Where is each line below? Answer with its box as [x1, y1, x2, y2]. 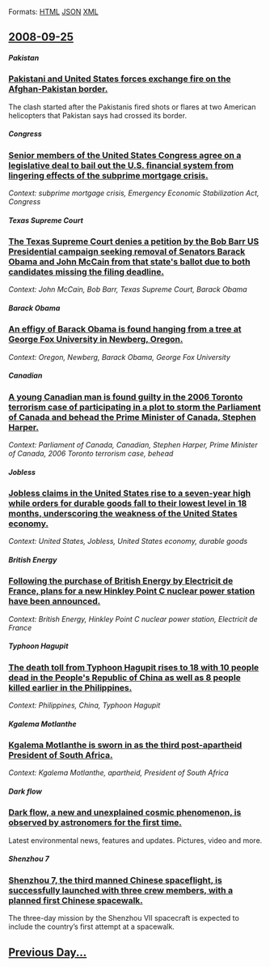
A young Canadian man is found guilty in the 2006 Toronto [8, 391, 243, 402]
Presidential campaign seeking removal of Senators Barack [8, 246, 246, 258]
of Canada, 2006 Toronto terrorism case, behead [8, 449, 174, 459]
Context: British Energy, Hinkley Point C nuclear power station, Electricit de [8, 614, 259, 623]
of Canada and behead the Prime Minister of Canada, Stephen [8, 411, 256, 422]
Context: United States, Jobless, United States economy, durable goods [8, 537, 248, 546]
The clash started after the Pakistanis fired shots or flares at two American [8, 101, 256, 112]
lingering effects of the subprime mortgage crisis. [8, 169, 209, 181]
